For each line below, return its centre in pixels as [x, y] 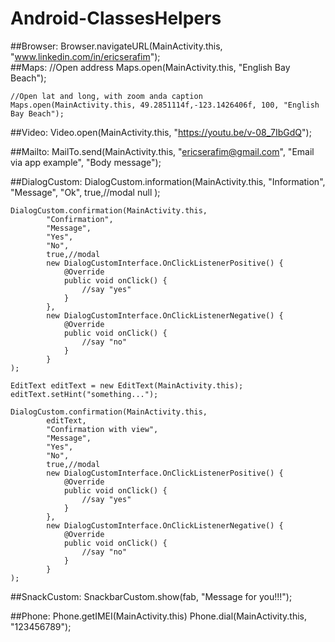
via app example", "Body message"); [86, 162]
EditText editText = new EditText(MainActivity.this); [127, 385]
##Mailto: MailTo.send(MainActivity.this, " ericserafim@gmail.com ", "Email [162, 151]
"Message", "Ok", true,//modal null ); [85, 192]
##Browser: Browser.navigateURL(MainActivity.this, [116, 46]
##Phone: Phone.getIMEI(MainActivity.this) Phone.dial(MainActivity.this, [158, 616]
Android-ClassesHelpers [116, 18]
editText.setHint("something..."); [84, 394]
